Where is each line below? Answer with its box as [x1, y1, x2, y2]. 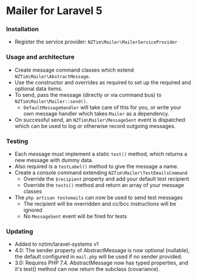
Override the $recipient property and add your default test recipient [23, 175, 189, 182]
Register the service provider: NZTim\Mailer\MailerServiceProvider [14, 38, 178, 45]
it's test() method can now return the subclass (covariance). [14, 266, 160, 273]
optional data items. [14, 85, 63, 92]
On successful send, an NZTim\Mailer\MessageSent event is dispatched [14, 116, 185, 123]
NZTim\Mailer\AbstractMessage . [14, 72, 91, 80]
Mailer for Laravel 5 [6, 4, 103, 18]
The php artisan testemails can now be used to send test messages [14, 194, 183, 201]
